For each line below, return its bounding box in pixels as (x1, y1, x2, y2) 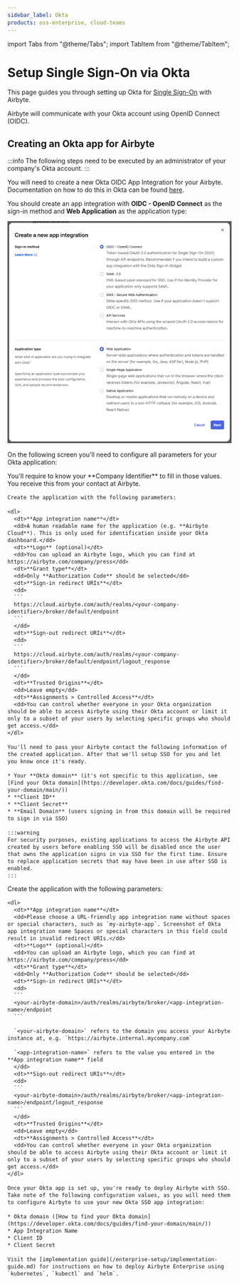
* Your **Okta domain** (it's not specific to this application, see (7, 772, 218, 779)
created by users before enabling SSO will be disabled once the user (7, 843, 221, 850)
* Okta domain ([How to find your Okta (7, 1213, 126, 1220)
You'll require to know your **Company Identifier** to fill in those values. (7, 472, 222, 480)
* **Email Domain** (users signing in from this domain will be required (7, 807, 231, 815)
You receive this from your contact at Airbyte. (7, 479, 141, 488)
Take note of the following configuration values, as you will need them (7, 1191, 231, 1198)
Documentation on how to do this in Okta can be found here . (7, 185, 185, 194)
